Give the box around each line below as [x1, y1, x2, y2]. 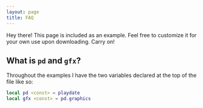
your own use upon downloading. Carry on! [6, 38, 115, 45]
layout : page [6, 9, 40, 15]
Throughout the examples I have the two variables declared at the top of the [6, 71, 197, 79]
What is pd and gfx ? [6, 56, 81, 66]
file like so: [6, 78, 33, 85]
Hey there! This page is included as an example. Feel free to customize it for [6, 31, 197, 38]
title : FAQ [6, 15, 34, 21]
